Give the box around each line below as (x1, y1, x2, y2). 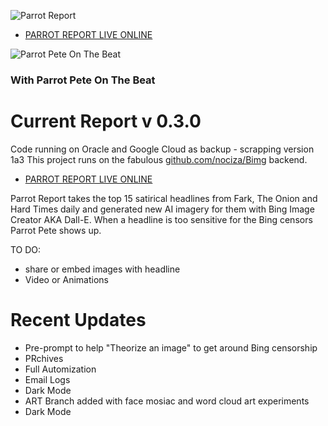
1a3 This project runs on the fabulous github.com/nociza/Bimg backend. (10, 153, 308, 165)
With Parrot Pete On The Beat (10, 73, 156, 87)
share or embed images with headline (24, 263, 181, 275)
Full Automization (24, 363, 97, 375)
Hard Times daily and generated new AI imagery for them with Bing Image (10, 203, 315, 215)
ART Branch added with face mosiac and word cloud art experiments (24, 395, 310, 407)
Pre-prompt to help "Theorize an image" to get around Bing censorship (24, 341, 318, 354)
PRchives (24, 352, 64, 364)
